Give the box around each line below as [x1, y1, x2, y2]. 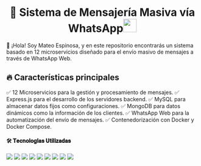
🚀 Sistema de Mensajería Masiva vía [9, 5, 196, 20]
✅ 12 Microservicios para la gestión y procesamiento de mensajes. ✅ [6, 88, 180, 96]
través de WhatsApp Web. [6, 54, 72, 62]
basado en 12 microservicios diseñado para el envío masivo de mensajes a [6, 48, 194, 56]
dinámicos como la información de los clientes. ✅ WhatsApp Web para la [6, 109, 189, 117]
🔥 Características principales [6, 73, 120, 83]
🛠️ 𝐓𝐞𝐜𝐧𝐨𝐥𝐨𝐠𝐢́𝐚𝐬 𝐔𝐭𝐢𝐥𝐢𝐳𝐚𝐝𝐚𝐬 [6, 137, 71, 145]
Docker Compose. [6, 123, 52, 130]
